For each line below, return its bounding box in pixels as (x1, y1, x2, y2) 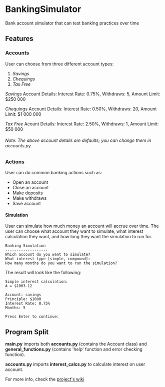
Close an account (12, 185, 49, 191)
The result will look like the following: (5, 270, 81, 276)
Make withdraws (12, 195, 47, 201)
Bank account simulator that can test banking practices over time (5, 20, 139, 26)
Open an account (12, 179, 48, 185)
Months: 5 (5, 306, 26, 311)
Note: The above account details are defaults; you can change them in (5, 137, 151, 143)
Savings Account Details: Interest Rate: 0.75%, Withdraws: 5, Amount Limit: (5, 91, 160, 97)
